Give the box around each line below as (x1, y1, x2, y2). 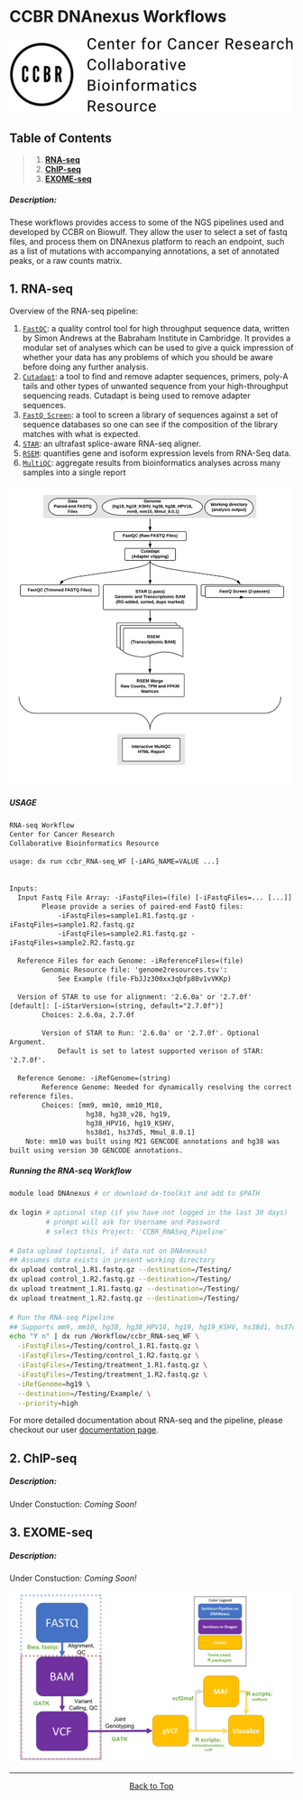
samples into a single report (22, 467, 126, 478)
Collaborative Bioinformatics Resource (9, 839, 160, 848)
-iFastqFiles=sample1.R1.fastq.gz (57, 911, 188, 920)
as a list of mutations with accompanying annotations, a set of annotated (9, 246, 280, 256)
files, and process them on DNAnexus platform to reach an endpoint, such (9, 237, 285, 247)
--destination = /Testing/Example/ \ (17, 1389, 151, 1398)
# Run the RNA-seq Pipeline (9, 1312, 115, 1322)
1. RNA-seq (9, 282, 74, 297)
